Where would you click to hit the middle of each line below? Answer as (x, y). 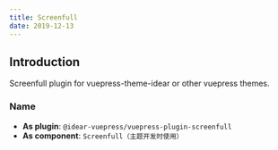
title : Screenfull (43, 17)
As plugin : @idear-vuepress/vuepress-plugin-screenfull (127, 126)
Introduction (45, 62)
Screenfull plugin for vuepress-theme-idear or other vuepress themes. (140, 83)
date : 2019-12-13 (42, 26)
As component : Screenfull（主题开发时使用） (103, 136)
